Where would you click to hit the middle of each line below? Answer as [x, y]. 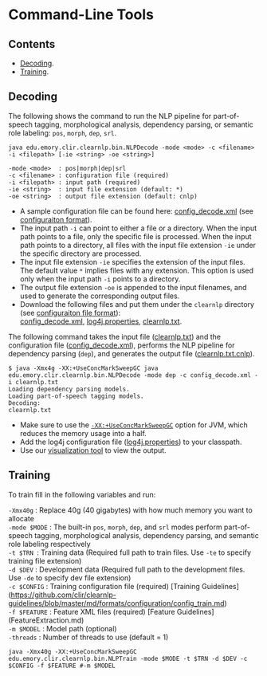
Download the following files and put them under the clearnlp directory [137, 304]
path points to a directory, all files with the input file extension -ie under [138, 245]
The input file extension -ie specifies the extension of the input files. [132, 261]
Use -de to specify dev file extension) [70, 578]
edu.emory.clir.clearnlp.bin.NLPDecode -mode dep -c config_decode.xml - [133, 375]
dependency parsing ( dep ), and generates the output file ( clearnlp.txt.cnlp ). [132, 353]
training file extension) [45, 560]
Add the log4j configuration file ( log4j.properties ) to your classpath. [131, 442]
